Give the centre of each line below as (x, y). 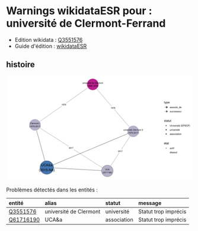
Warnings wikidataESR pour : (79, 11)
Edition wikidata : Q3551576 (49, 40)
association (119, 220)
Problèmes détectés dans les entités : (52, 190)
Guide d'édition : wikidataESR (51, 46)
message (150, 203)
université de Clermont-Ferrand (86, 23)
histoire (21, 65)
